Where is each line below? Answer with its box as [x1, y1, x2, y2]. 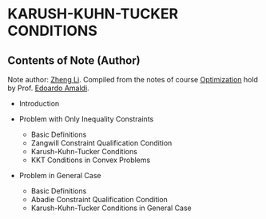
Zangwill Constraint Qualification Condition [30, 138, 173, 148]
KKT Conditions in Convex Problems [30, 155, 151, 165]
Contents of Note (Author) [7, 54, 141, 67]
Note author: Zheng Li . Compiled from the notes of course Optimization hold [7, 75, 259, 84]
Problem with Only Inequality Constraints [18, 114, 154, 124]
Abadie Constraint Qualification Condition [30, 195, 169, 204]
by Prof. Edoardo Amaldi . [7, 83, 89, 93]
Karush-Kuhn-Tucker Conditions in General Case [30, 203, 193, 213]
